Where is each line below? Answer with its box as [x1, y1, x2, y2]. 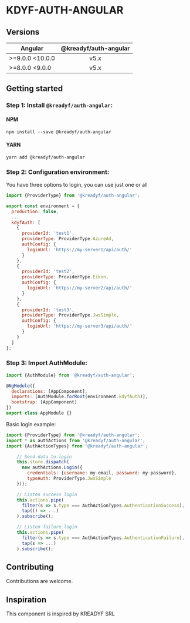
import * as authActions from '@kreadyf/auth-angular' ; [6, 437, 145, 443]
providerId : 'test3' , [21, 307, 75, 313]
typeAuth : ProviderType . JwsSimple [27, 476, 111, 481]
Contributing [6, 562, 54, 572]
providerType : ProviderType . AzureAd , [21, 236, 114, 242]
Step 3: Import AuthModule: [6, 359, 88, 367]
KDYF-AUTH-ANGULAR [6, 4, 124, 17]
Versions [6, 27, 40, 37]
